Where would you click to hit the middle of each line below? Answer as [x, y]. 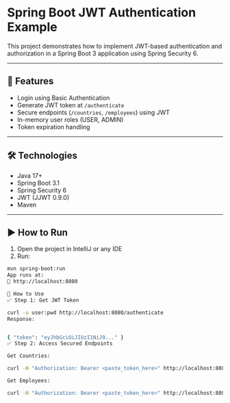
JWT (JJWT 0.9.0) [43, 197]
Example [32, 27]
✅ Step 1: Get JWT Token [43, 300]
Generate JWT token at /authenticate [71, 105]
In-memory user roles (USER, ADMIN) [70, 119]
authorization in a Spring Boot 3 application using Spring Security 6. [103, 53]
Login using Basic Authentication [63, 98]
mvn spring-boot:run [37, 269]
